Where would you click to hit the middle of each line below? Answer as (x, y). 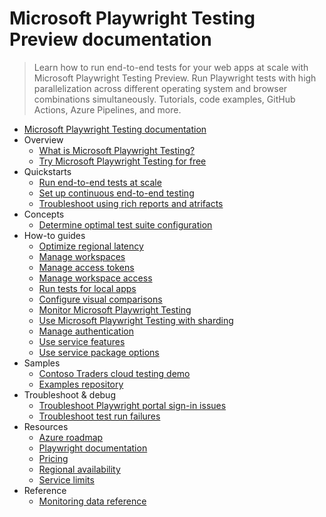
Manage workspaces (82, 256)
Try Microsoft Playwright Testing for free (122, 161)
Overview (43, 139)
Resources (46, 426)
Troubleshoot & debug (69, 394)
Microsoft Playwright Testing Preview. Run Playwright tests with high (175, 78)
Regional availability (79, 469)
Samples (42, 363)
